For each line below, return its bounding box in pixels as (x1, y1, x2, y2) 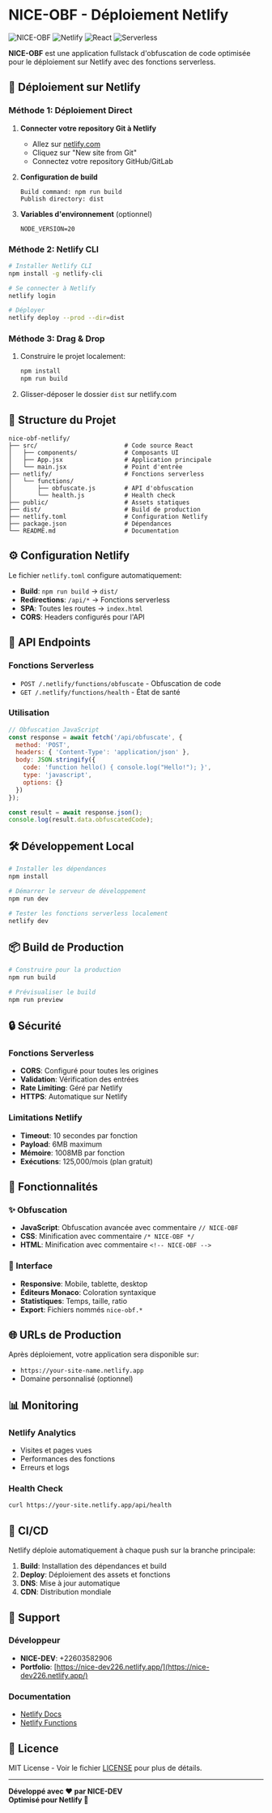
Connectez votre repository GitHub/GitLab (32, 156, 174, 166)
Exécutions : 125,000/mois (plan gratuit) (19, 1156, 154, 1166)
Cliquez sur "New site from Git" (32, 148, 138, 158)
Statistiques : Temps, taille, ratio (19, 1296, 128, 1306)
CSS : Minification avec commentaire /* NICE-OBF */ (19, 1232, 195, 1241)
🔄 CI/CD (8, 1524, 49, 1538)
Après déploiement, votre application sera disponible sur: (8, 1349, 200, 1359)
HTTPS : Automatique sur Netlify (19, 1092, 128, 1102)
